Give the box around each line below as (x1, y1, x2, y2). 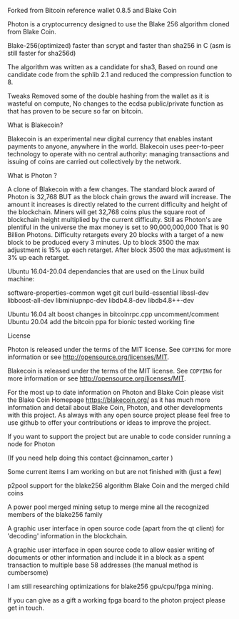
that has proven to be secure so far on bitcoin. (7, 107, 143, 115)
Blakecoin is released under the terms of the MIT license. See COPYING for (7, 367, 223, 375)
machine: (7, 275, 35, 283)
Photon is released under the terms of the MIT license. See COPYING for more (7, 346, 232, 353)
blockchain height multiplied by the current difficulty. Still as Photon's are (7, 216, 223, 223)
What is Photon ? (7, 171, 57, 179)
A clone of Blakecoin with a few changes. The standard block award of (7, 185, 215, 193)
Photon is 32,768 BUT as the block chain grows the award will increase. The (7, 193, 232, 201)
